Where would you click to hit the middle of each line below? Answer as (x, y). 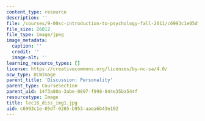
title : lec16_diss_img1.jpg (42, 103)
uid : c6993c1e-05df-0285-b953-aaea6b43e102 (63, 108)
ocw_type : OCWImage (31, 75)
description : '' (27, 18)
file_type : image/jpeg (35, 35)
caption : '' (27, 46)
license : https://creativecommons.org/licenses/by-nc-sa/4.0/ (87, 69)
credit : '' (26, 52)
